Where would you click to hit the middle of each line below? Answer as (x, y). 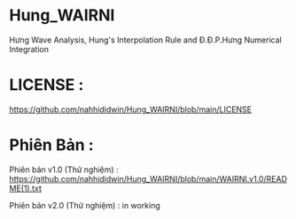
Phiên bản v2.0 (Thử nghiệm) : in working (85, 205)
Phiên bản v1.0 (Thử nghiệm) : (64, 170)
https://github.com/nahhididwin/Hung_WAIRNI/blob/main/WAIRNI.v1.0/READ (148, 178)
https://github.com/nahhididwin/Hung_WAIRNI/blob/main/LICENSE (131, 109)
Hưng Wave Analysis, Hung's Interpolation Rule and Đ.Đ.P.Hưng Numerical (145, 40)
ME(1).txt (26, 188)
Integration (29, 49)
